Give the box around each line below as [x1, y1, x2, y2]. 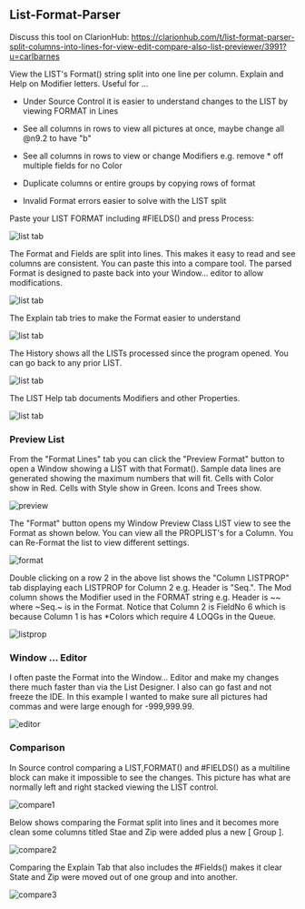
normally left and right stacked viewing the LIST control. [9, 782, 219, 793]
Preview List [9, 432, 65, 445]
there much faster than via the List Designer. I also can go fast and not [9, 682, 272, 692]
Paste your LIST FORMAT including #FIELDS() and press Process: [9, 213, 254, 224]
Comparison [9, 742, 65, 754]
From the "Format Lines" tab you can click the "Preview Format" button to [9, 454, 285, 465]
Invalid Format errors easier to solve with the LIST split [22, 195, 227, 206]
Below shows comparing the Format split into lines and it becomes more [9, 816, 280, 827]
